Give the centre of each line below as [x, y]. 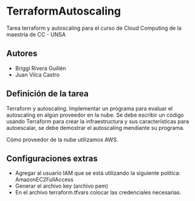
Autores [22, 54]
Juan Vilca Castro [37, 75]
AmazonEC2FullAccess [44, 180]
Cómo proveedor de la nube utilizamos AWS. [62, 139]
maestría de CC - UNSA [36, 34]
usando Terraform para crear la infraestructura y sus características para [98, 121]
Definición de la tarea [48, 94]
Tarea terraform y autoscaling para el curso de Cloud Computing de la [94, 28]
